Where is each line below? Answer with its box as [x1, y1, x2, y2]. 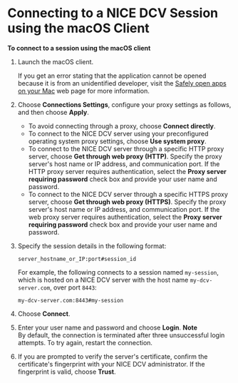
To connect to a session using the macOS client [7, 44, 151, 52]
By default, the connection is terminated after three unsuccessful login [17, 330, 225, 339]
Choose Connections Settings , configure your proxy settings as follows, [17, 100, 232, 108]
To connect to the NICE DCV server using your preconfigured [28, 129, 209, 138]
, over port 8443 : [49, 283, 98, 292]
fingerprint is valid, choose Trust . [17, 367, 116, 376]
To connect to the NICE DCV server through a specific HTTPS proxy [28, 190, 228, 198]
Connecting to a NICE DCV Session [7, 5, 219, 21]
